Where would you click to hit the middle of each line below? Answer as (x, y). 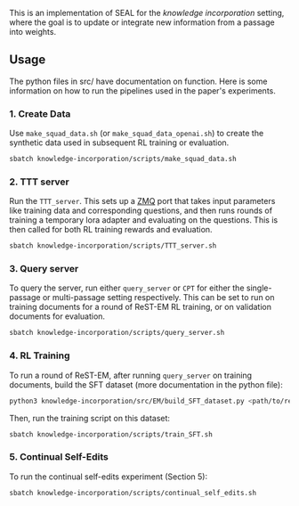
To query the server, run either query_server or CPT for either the (127, 288)
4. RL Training (40, 355)
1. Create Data (40, 113)
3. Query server (44, 269)
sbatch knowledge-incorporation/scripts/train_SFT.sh (111, 434)
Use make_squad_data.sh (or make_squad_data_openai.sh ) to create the (137, 134)
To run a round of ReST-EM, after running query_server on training (130, 375)
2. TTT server (39, 182)
